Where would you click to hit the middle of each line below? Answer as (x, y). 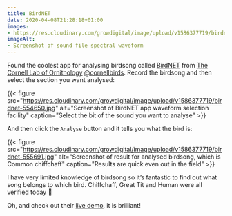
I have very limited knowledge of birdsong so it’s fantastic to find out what (112, 177)
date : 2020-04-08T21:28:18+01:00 (55, 20)
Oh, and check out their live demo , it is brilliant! (74, 205)
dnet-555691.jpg (31, 157)
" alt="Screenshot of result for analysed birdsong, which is (137, 157)
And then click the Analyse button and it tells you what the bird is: (100, 129)
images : (18, 26)
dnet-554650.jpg (31, 108)
